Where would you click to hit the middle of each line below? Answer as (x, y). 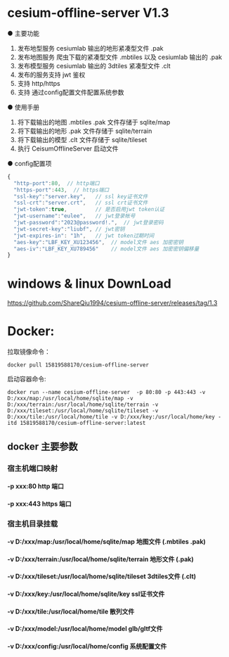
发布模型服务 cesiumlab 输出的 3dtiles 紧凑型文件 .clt (94, 65)
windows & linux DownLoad (90, 283)
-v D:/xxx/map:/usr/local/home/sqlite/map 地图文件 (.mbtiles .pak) (106, 542)
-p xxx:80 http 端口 (36, 486)
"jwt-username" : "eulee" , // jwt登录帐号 (74, 216)
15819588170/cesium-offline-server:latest (83, 423)
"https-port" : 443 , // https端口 (61, 190)
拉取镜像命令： (29, 352)
